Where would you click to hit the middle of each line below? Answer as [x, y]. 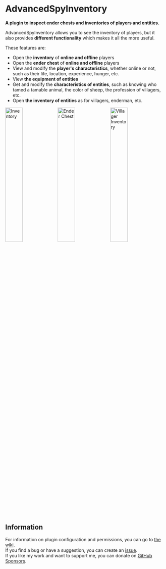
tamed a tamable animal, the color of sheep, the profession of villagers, [87, 89]
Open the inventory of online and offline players [63, 57]
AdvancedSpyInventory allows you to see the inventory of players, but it [80, 32]
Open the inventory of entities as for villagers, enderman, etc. [77, 100]
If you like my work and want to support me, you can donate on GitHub [79, 555]
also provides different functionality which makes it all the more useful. [80, 38]
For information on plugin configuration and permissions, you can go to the [83, 539]
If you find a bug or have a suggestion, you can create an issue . [71, 550]
